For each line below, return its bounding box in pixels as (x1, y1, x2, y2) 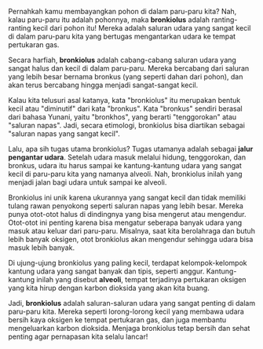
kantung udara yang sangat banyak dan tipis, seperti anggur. (8, 266, 205, 276)
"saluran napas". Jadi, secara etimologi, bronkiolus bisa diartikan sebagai (8, 121, 246, 130)
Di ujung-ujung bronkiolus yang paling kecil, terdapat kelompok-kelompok (8, 259, 247, 267)
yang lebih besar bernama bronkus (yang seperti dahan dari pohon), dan (8, 72, 243, 81)
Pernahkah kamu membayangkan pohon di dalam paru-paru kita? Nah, (8, 7, 237, 16)
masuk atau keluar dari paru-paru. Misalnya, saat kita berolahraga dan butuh (8, 226, 255, 235)
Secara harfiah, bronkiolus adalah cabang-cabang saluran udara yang (8, 55, 237, 64)
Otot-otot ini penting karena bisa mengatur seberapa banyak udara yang (8, 218, 243, 227)
